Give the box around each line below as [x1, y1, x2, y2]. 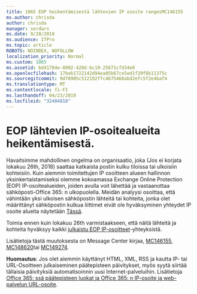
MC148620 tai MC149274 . [6, 244, 69, 251]
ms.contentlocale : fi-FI [6, 87, 68, 93]
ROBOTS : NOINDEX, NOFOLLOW [6, 48, 74, 54]
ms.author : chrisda [6, 14, 55, 20]
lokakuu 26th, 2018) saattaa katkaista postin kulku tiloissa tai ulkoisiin [6, 163, 177, 170]
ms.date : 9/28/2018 [6, 31, 55, 37]
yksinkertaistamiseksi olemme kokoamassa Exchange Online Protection [6, 175, 183, 183]
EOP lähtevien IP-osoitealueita [6, 124, 160, 137]
